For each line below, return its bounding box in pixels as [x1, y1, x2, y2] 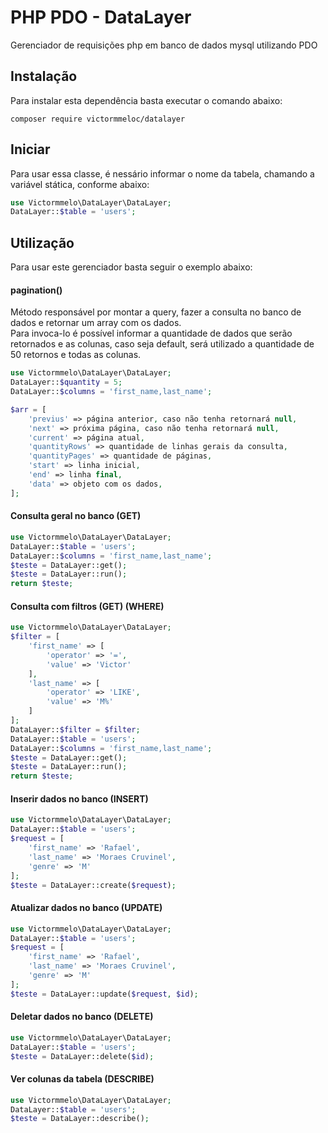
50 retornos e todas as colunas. [10, 349, 142, 361]
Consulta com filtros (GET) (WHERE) [10, 600, 165, 612]
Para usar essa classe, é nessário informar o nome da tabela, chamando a [10, 167, 315, 180]
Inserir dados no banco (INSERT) [10, 792, 149, 805]
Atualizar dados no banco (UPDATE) [10, 902, 163, 914]
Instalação [10, 68, 78, 85]
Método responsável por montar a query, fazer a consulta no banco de [10, 306, 302, 318]
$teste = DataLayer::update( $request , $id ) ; [10, 989, 199, 999]
